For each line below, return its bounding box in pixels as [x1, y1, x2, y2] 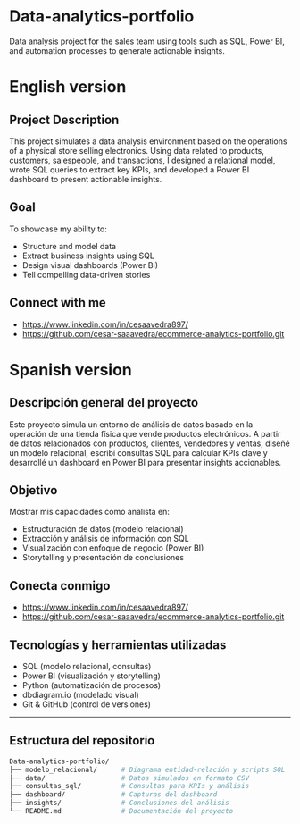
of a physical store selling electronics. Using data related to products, [9, 145, 265, 156]
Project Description [9, 112, 120, 127]
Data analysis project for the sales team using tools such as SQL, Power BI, [9, 36, 286, 46]
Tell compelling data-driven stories [21, 269, 151, 280]
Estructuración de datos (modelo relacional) [21, 524, 185, 534]
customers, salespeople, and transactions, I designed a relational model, [9, 155, 276, 165]
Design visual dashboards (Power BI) [21, 259, 159, 270]
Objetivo [9, 483, 58, 498]
